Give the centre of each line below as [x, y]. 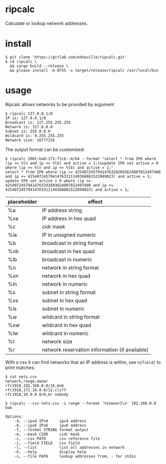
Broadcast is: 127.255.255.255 [38, 122]
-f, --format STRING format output [52, 430]
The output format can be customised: [45, 149]
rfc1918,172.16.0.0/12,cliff [36, 390]
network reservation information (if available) [95, 349]
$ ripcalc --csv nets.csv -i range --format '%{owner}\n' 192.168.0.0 [81, 403]
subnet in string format [69, 292]
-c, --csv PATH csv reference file [57, 439]
